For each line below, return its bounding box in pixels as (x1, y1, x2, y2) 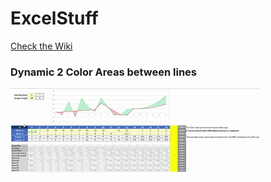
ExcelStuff (10, 7, 99, 30)
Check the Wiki (10, 40, 73, 52)
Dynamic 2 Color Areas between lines (10, 65, 198, 79)
